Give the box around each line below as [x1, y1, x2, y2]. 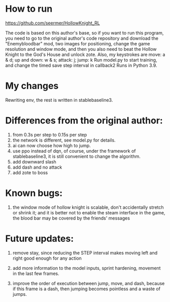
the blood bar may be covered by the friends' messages [12, 215, 130, 221]
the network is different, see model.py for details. [12, 137, 116, 143]
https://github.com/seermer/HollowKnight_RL [5, 20, 100, 26]
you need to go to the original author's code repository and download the [5, 35, 159, 41]
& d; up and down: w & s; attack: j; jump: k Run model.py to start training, [5, 57, 157, 63]
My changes [5, 80, 59, 92]
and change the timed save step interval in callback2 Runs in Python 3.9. [5, 62, 157, 68]
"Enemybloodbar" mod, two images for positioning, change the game [5, 40, 151, 46]
